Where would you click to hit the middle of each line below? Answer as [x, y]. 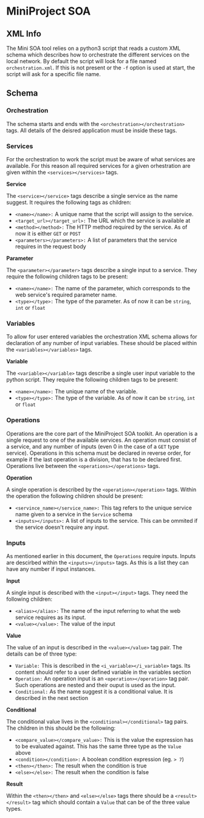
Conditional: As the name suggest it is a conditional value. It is [94, 691]
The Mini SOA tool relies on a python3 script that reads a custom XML [93, 48]
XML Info [24, 34]
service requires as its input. [50, 617]
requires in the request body [50, 246]
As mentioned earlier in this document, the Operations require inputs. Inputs [101, 556]
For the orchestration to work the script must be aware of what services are [101, 159]
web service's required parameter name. [66, 295]
